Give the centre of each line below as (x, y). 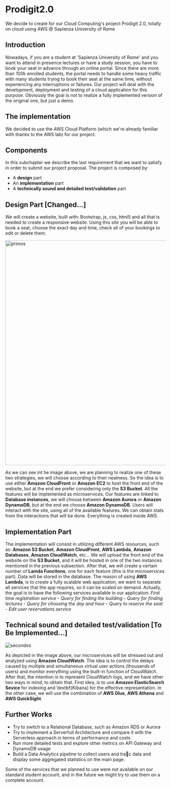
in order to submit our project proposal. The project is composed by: (77, 168)
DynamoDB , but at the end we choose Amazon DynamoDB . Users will (79, 505)
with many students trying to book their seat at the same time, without (79, 79)
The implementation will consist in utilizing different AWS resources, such (82, 544)
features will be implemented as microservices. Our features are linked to (82, 494)
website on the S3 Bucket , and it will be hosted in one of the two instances (84, 560)
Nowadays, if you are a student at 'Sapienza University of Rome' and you (82, 57)
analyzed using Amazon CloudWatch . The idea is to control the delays (80, 661)
